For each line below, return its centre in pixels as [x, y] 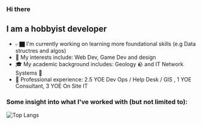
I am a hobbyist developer [57, 29]
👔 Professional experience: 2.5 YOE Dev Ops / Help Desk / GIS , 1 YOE [103, 79]
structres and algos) [40, 50]
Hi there [18, 9]
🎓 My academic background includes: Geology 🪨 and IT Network [99, 64]
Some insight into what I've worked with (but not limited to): [97, 102]
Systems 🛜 [29, 73]
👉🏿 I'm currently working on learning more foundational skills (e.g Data [105, 44]
